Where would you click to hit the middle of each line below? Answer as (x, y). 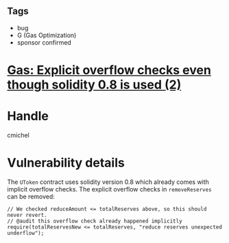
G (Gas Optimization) (47, 35)
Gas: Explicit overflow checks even (109, 70)
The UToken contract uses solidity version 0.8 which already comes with (108, 182)
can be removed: (31, 196)
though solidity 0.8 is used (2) (94, 84)
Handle (28, 116)
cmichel (18, 135)
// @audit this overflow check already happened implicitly (95, 221)
